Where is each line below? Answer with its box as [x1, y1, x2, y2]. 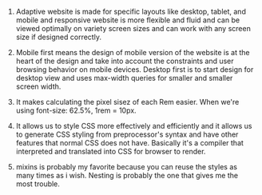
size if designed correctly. [15, 32, 102, 42]
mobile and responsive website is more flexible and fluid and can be [15, 15, 240, 25]
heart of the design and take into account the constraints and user [15, 56, 234, 66]
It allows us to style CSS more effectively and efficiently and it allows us [15, 121, 253, 130]
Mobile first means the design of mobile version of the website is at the [15, 48, 250, 57]
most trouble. [15, 179, 60, 189]
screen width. [15, 82, 62, 91]
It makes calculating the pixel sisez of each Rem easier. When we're [15, 97, 240, 106]
